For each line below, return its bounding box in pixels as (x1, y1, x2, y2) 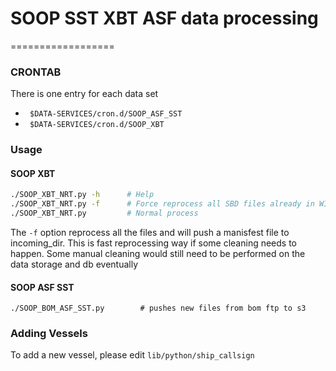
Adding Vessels (10, 327, 88, 341)
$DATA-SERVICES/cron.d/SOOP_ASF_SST (29, 109, 183, 119)
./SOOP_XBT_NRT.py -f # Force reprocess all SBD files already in (10, 199, 315, 209)
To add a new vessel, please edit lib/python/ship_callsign (10, 349, 255, 361)
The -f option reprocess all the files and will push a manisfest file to (10, 226, 290, 238)
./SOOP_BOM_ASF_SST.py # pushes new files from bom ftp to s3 (10, 303, 307, 314)
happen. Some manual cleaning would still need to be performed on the (10, 247, 306, 259)
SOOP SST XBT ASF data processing (10, 7, 319, 30)
